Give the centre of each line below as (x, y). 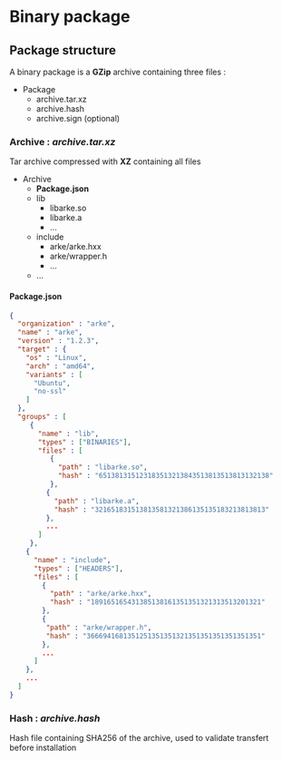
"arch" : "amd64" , (60, 366)
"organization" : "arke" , (67, 324)
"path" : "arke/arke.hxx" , (101, 594)
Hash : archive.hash (55, 718)
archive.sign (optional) (78, 118)
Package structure (63, 50)
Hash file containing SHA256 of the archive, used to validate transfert (139, 738)
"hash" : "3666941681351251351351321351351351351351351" (156, 636)
